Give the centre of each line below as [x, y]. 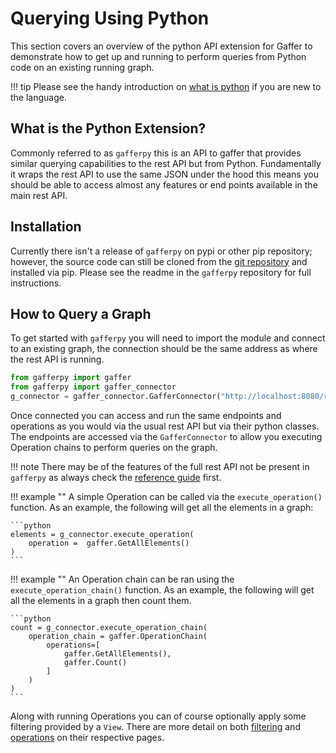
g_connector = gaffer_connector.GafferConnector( [116, 397]
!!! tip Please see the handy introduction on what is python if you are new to [166, 86]
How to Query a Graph [81, 313]
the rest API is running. [57, 359]
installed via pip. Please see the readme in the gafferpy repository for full [161, 272]
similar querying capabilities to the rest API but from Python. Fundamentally [166, 163]
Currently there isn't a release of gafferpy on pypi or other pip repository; [161, 251]
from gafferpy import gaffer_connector [93, 387]
